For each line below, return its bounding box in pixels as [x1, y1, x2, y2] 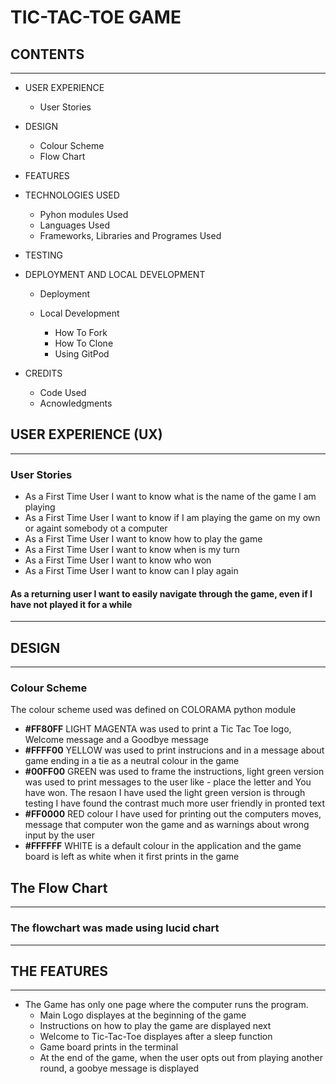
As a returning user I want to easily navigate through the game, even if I [10, 587, 313, 600]
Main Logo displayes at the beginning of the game [39, 1009, 247, 1021]
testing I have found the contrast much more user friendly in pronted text [24, 797, 325, 810]
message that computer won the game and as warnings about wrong [24, 819, 310, 831]
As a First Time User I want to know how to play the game [24, 533, 263, 545]
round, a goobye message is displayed [39, 1062, 200, 1075]
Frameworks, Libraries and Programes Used [39, 230, 222, 241]
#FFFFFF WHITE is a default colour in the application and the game [24, 840, 302, 852]
